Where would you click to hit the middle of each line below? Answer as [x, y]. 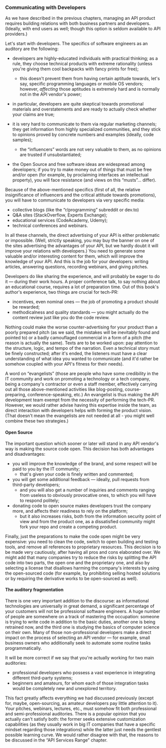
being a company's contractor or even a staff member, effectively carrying [81, 384]
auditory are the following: [32, 49]
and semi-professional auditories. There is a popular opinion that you [76, 714]
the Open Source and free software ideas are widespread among [79, 164]
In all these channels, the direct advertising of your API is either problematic [83, 235]
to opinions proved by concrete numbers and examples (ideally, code [83, 135]
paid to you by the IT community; [46, 469]
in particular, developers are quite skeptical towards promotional [78, 104]
